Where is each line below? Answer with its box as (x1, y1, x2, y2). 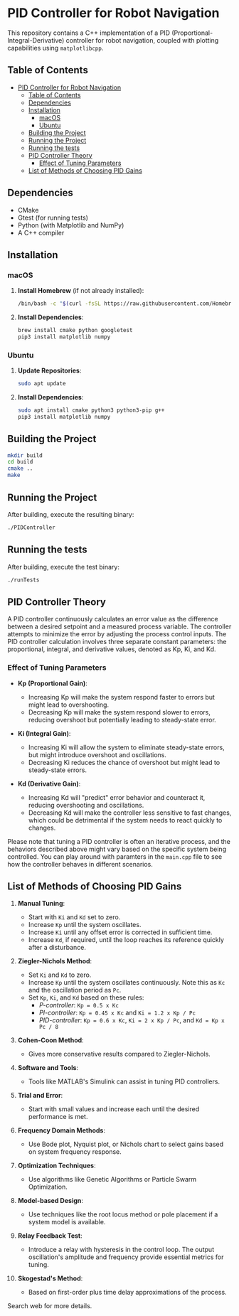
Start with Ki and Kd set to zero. (28, 913, 121, 921)
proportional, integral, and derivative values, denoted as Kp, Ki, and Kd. (7, 645, 216, 653)
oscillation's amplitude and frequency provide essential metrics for (28, 1253, 224, 1261)
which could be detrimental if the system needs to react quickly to (28, 815, 223, 824)
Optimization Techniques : (17, 1161, 96, 1170)
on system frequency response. (28, 1148, 122, 1156)
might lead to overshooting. (28, 700, 109, 709)
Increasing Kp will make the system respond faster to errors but (28, 692, 216, 701)
